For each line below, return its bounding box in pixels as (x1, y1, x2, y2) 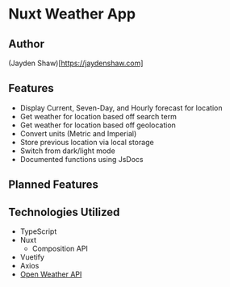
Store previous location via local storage (19, 137, 155, 147)
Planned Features (8, 178, 99, 192)
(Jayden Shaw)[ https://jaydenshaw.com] (8, 58, 144, 68)
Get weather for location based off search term (19, 111, 178, 121)
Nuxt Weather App (8, 5, 136, 23)
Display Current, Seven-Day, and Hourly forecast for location (19, 102, 223, 113)
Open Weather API (19, 269, 82, 279)
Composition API (31, 243, 89, 254)
